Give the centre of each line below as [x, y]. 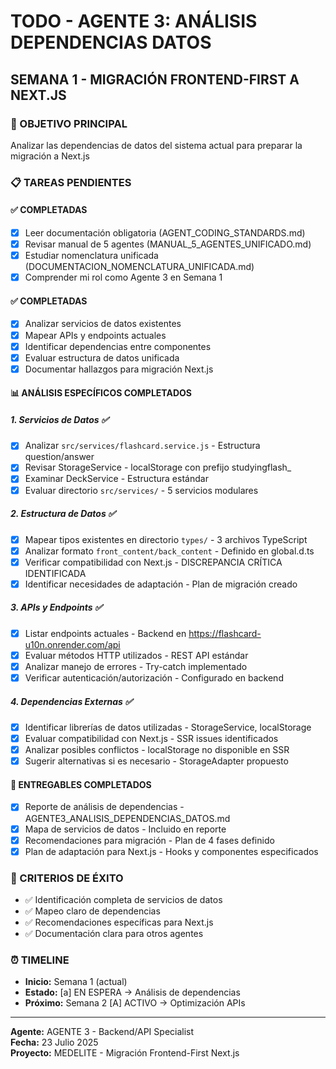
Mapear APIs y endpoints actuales [95, 335]
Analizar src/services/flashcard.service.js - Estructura [142, 446]
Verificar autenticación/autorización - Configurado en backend [154, 677]
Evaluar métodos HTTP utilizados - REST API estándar [136, 655]
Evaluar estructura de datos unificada [102, 357]
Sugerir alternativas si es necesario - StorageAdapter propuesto [156, 761]
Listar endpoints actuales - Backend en [105, 633]
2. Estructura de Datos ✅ [63, 514]
